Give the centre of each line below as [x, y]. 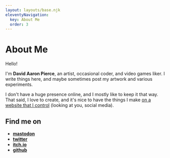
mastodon [24, 134]
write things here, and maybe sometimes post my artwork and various [79, 79]
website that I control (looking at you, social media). [59, 105]
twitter [20, 139]
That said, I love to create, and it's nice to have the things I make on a [78, 100]
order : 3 [19, 24]
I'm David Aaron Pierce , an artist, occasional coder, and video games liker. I [85, 74]
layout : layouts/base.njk [33, 10]
